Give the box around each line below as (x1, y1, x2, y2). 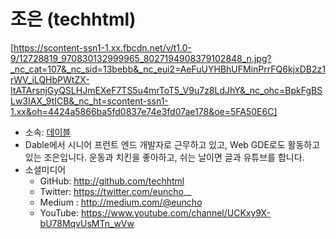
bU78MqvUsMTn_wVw (39, 217, 135, 229)
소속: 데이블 (24, 126, 72, 138)
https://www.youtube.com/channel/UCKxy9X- (80, 206, 272, 219)
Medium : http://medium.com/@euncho (39, 196, 203, 208)
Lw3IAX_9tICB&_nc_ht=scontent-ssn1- (10, 95, 169, 107)
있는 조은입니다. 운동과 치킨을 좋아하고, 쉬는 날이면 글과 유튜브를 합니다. (24, 151, 305, 163)
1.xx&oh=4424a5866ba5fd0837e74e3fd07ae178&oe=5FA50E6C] (10, 105, 278, 117)
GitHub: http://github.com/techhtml (39, 175, 185, 187)
